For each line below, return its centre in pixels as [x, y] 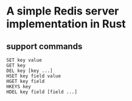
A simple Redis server [63, 11]
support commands [44, 46]
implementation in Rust [66, 24]
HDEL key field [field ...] [42, 92]
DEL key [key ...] [30, 71]
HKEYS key [19, 86]
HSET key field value [34, 76]
